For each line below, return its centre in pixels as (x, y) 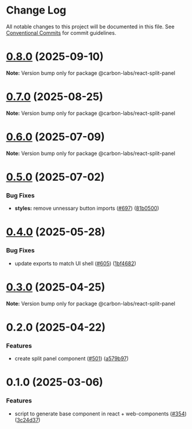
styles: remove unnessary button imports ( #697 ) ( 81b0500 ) (87, 208)
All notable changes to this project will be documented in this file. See (90, 27)
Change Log (36, 10)
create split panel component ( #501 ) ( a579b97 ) (72, 359)
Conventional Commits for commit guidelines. (61, 32)
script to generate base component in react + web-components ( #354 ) (100, 414)
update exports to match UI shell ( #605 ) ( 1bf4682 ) (75, 263)
